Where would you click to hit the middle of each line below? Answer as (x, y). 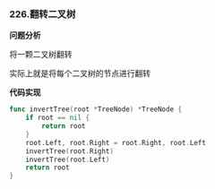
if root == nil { (58, 118)
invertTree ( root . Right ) (70, 151)
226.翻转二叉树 (43, 13)
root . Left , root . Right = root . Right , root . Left (116, 142)
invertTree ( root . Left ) (68, 159)
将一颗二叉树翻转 (41, 55)
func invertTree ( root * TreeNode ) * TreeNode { (95, 109)
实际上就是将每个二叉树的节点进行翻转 (80, 73)
